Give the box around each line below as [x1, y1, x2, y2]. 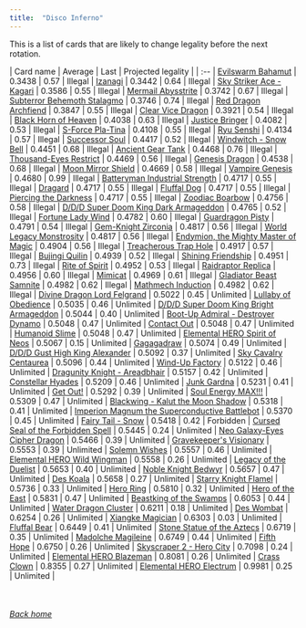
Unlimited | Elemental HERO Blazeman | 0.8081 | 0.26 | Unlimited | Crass [9, 550, 280, 561]
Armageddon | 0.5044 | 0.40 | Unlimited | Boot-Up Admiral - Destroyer [9, 308, 275, 319]
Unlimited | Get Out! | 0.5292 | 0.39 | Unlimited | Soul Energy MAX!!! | [9, 385, 269, 397]
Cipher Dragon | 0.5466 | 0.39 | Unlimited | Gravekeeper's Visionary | [9, 434, 270, 445]
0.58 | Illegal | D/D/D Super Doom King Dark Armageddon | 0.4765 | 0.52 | [9, 202, 287, 213]
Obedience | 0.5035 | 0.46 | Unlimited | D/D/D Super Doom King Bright [9, 298, 274, 309]
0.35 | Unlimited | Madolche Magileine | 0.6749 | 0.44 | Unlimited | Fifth [9, 531, 276, 542]
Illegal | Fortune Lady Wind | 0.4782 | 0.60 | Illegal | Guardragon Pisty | [9, 211, 275, 222]
